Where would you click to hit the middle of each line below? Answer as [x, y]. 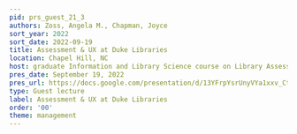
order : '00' [31, 108]
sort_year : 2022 [39, 33]
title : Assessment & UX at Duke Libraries [88, 50]
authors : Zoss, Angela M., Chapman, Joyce [88, 26]
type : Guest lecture [47, 91]
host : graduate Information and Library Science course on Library [136, 67]
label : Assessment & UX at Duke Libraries [88, 99]
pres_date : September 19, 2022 [67, 75]
